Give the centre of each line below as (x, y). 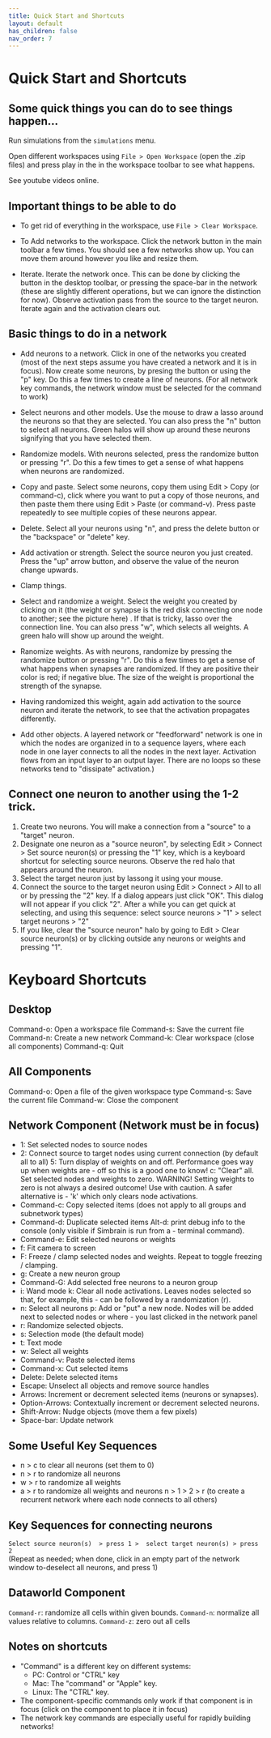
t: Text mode (41, 1343)
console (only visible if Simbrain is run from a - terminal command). (132, 1231)
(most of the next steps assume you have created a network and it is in (138, 362)
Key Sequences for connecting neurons (110, 1525)
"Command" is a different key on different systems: (106, 1666)
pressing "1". (41, 947)
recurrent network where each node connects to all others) (119, 1500)
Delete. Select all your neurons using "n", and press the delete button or (140, 528)
